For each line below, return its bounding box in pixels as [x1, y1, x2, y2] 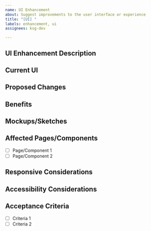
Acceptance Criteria [5, 202, 69, 210]
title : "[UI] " [5, 17, 37, 22]
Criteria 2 [12, 221, 32, 227]
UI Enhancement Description [5, 49, 96, 58]
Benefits [5, 100, 32, 108]
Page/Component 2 [12, 153, 53, 159]
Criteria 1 [12, 215, 31, 221]
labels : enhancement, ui [5, 21, 57, 27]
